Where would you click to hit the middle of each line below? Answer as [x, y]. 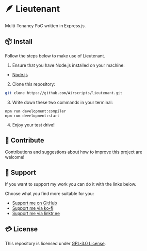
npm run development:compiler [36, 111]
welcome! [15, 157]
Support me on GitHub [34, 203]
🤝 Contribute [25, 140]
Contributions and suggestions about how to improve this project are [74, 152]
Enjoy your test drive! [33, 125]
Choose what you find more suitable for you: [49, 194]
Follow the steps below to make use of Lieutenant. [55, 55]
